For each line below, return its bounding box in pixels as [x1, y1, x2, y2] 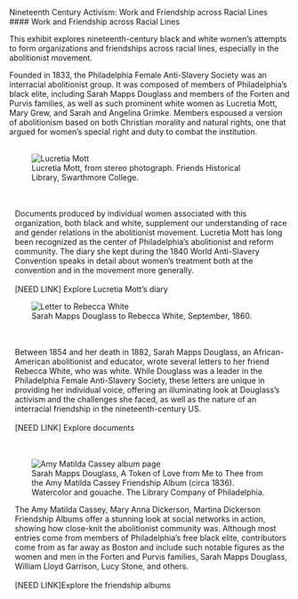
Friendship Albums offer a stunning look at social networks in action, [14, 514, 266, 524]
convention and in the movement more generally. [14, 265, 194, 275]
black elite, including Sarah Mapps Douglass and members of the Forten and [9, 89, 290, 99]
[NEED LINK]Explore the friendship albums [14, 580, 172, 590]
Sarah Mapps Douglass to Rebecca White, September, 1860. [31, 311, 253, 321]
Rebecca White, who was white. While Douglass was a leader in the [14, 366, 262, 376]
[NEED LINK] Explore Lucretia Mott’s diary [14, 284, 169, 295]
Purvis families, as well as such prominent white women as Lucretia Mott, [9, 98, 278, 109]
